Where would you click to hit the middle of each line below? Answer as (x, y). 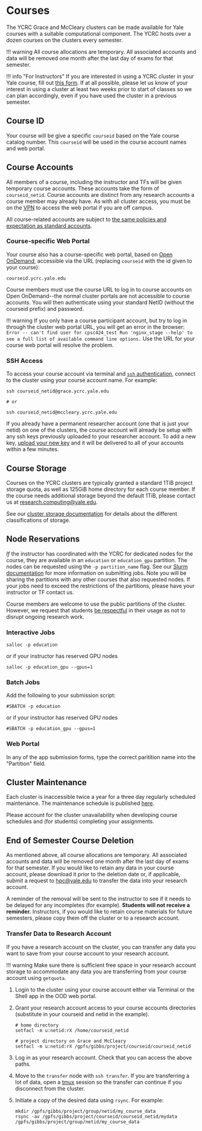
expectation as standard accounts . (49, 226)
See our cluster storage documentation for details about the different (92, 513)
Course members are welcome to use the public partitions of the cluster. (96, 604)
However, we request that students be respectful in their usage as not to (96, 610)
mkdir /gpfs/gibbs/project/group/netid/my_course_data (85, 1111)
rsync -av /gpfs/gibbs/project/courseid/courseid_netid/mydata (96, 1117)
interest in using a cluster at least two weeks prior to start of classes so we (99, 89)
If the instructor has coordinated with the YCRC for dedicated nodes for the (99, 554)
